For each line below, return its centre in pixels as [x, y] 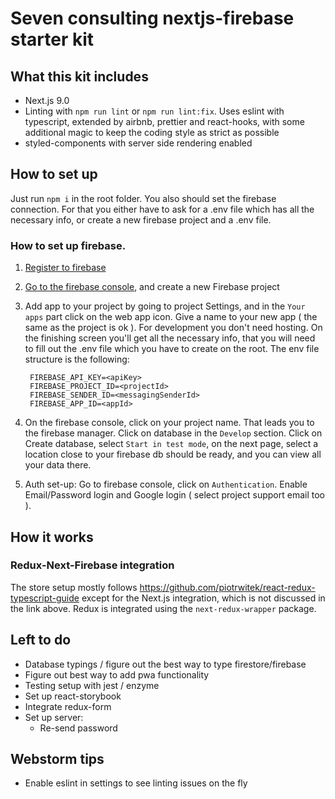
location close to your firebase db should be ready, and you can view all [173, 454]
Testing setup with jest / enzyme [92, 685]
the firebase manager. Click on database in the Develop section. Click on [173, 433]
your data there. [58, 465]
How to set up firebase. [68, 245]
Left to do [41, 640]
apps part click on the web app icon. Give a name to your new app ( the [171, 317]
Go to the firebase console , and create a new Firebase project [152, 287]
